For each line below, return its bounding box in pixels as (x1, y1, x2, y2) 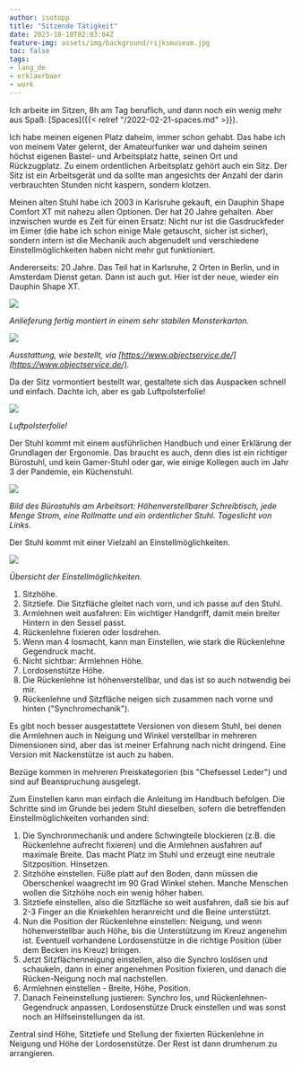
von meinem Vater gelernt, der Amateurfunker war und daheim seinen (9, 141, 268, 152)
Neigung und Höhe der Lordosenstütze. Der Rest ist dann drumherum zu (9, 1038, 278, 1049)
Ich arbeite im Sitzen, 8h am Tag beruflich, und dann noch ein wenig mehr (9, 104, 282, 115)
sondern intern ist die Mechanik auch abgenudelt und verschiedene (9, 234, 260, 245)
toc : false (9, 47, 50, 56)
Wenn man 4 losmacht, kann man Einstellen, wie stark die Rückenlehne (21, 636, 285, 647)
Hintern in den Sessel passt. (21, 617, 127, 628)
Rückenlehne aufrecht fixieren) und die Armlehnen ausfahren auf (21, 839, 262, 850)
